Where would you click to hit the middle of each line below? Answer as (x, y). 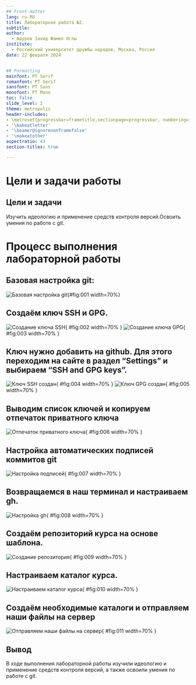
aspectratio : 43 (26, 142)
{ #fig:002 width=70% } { (125, 327)
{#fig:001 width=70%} (94, 294)
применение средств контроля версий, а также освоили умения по (91, 670)
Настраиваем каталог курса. (62, 575)
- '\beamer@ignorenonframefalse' (47, 131)
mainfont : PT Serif (30, 76)
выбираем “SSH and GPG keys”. (66, 370)
